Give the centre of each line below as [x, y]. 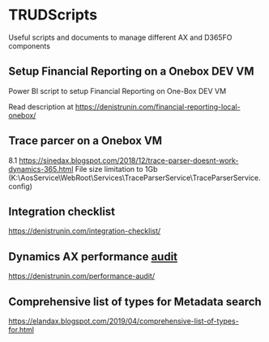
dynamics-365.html [41, 169]
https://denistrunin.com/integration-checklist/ [85, 231]
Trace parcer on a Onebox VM [85, 141]
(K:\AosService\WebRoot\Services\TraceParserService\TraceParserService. [134, 177]
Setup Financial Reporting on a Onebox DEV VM [131, 72]
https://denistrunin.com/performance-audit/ [82, 276]
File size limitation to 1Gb [116, 169]
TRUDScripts [53, 15]
